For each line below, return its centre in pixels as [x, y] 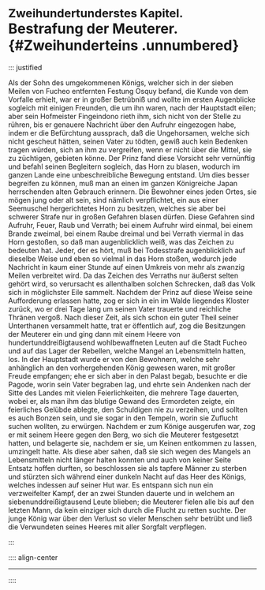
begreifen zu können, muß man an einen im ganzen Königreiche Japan [123, 183]
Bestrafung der [59, 29]
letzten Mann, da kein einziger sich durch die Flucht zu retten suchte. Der [127, 510]
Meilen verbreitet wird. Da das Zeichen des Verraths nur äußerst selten [123, 275]
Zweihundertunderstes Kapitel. [96, 13]
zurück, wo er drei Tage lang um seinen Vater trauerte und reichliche [119, 308]
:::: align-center [33, 557]
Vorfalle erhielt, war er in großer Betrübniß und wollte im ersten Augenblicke [132, 99]
